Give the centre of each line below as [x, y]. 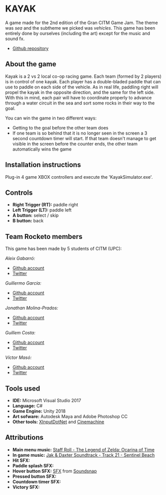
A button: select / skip [35, 215]
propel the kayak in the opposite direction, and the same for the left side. [80, 92]
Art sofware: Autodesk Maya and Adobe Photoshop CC [70, 416]
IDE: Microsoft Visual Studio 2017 [47, 400]
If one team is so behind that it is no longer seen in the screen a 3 [80, 133]
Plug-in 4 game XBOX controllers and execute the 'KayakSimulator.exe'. [79, 177]
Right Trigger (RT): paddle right [45, 205]
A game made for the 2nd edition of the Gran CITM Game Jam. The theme [82, 23]
